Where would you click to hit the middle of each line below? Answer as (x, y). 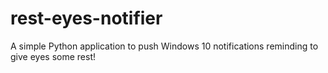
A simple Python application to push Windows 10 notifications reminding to (164, 46)
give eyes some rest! (53, 56)
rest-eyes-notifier (86, 18)
